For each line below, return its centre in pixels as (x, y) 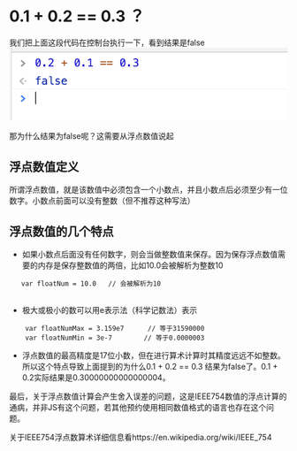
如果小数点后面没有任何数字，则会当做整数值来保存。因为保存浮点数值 (150, 254)
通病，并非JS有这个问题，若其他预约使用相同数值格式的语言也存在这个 (138, 407)
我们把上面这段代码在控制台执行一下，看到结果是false (107, 42)
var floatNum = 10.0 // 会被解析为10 (91, 283)
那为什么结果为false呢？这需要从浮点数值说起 (91, 136)
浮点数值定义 (44, 167)
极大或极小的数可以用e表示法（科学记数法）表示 (109, 310)
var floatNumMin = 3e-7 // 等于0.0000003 (115, 338)
